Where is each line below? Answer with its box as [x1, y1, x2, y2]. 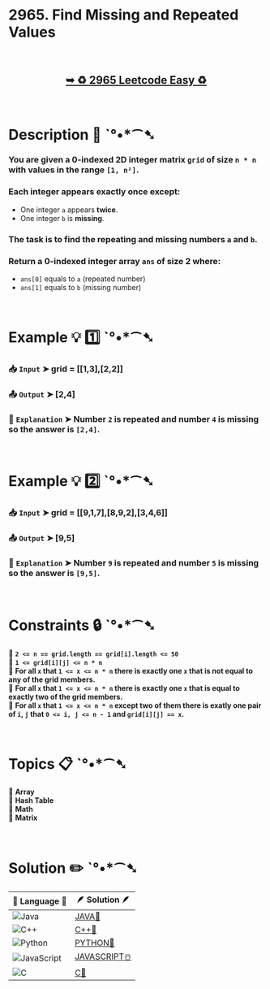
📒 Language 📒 [12, 896, 67, 907]
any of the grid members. [8, 675, 96, 684]
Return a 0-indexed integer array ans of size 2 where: [8, 255, 221, 267]
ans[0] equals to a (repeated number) [19, 274, 146, 284]
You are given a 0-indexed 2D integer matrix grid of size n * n [8, 154, 257, 166]
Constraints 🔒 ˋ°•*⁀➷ [8, 616, 156, 635]
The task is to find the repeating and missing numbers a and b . [8, 233, 258, 245]
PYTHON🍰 [74, 937, 115, 948]
